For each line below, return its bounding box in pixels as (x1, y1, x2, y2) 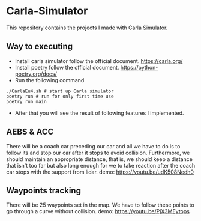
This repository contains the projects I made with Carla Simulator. (6, 24, 168, 31)
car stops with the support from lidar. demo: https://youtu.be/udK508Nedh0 (6, 168, 194, 175)
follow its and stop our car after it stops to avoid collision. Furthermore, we (6, 149, 190, 156)
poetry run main (6, 98, 47, 104)
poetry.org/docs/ (14, 70, 57, 77)
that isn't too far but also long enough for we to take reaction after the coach (6, 162, 196, 169)
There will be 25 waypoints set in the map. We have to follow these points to (6, 201, 195, 208)
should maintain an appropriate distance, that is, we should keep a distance (6, 155, 193, 163)
